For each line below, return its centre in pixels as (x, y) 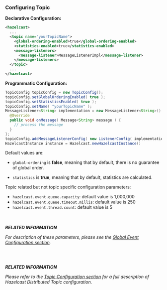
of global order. (28, 168)
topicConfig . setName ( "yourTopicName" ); (49, 106)
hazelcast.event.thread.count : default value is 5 (62, 207)
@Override (20, 116)
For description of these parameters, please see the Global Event (72, 237)
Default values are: (24, 153)
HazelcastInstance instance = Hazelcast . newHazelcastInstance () (73, 144)
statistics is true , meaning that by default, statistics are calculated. (82, 177)
